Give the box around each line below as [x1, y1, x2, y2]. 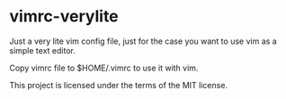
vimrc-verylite [9, 6, 119, 27]
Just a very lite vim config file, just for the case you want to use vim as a [9, 36, 277, 46]
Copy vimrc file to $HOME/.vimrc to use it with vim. [9, 62, 199, 73]
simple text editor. [9, 45, 76, 55]
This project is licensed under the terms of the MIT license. [9, 79, 228, 90]
